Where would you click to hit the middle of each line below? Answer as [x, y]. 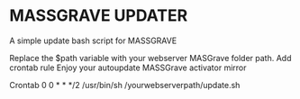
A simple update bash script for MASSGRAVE [93, 40]
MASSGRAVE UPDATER [99, 16]
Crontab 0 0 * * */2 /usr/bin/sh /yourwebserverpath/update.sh [125, 85]
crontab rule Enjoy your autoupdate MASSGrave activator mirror [128, 67]
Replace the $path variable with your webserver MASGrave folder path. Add [150, 58]
